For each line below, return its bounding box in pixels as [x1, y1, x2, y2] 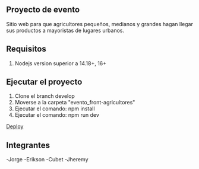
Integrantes [6, 140, 50, 150]
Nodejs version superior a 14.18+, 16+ [14, 59, 107, 67]
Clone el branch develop [14, 93, 75, 100]
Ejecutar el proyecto [6, 77, 83, 87]
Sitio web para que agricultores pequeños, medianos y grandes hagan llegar [6, 20, 193, 27]
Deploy [6, 123, 24, 130]
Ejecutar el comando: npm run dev [14, 111, 100, 119]
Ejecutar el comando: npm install [14, 105, 95, 112]
